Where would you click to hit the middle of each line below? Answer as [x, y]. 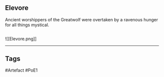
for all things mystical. [27, 25]
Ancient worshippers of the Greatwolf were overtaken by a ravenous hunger [82, 19]
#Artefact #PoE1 [21, 70]
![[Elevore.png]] [21, 39]
